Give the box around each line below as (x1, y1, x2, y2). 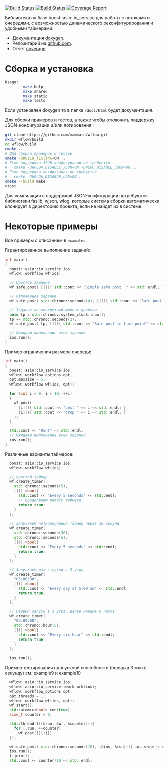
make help (23, 84, 43, 89)
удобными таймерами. (5, 25, 54, 31)
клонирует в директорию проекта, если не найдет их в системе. (5, 203, 143, 209)
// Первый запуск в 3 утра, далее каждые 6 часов (9, 609, 115, 614)
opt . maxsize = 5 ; (9, 377, 46, 382)
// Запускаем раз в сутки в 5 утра (9, 567, 84, 572)
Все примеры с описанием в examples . (5, 237, 87, 243)
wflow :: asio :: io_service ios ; (9, 680, 72, 685)
